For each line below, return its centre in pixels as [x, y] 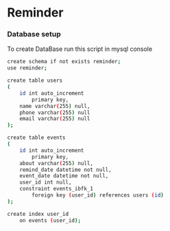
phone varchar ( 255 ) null [55, 112]
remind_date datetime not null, [65, 170]
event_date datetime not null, [64, 176]
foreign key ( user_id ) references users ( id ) [98, 195]
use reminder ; [27, 68]
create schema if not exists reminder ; [64, 62]
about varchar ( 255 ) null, [57, 163]
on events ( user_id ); [50, 220]
